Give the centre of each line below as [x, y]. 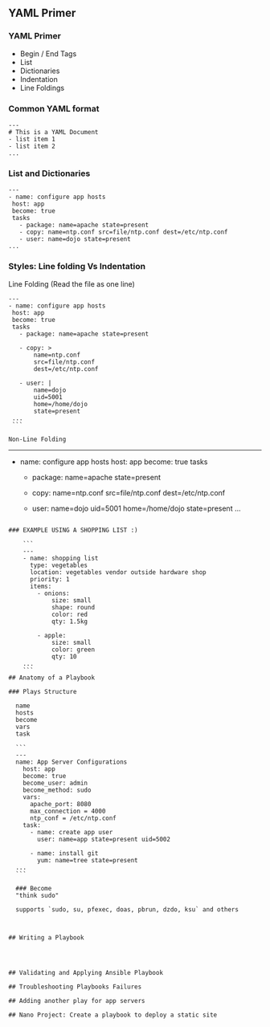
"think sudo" [37, 895]
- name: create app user [71, 832]
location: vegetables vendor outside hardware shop [118, 572]
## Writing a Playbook [46, 937]
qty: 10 [64, 656]
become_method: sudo [57, 790]
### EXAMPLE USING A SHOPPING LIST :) [73, 530]
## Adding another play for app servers [77, 1001]
